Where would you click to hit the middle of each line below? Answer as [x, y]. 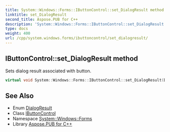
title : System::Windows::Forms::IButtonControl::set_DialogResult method [85, 10]
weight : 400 [18, 33]
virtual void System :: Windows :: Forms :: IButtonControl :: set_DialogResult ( [85, 80]
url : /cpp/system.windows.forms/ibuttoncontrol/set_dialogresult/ [77, 38]
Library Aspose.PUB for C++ [42, 124]
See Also [19, 96]
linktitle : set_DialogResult [36, 15]
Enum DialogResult [32, 108]
